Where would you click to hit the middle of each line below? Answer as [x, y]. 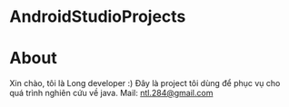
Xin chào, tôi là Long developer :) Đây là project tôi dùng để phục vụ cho [145, 83]
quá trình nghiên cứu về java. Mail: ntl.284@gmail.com [111, 93]
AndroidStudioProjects [98, 17]
